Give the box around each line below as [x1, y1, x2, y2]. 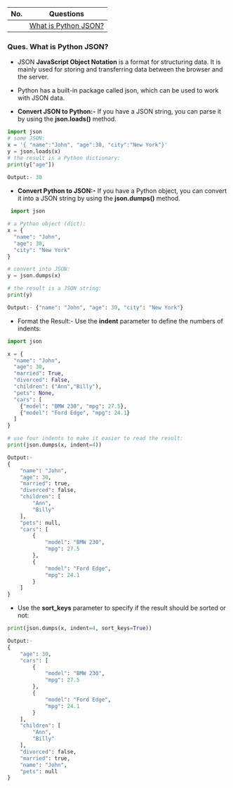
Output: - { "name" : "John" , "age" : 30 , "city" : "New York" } [7, 304, 184, 311]
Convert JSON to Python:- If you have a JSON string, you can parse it [17, 107, 222, 116]
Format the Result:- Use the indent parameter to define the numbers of [17, 316, 223, 325]
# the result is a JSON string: [7, 285, 102, 292]
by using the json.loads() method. [17, 115, 117, 123]
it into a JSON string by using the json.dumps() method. [17, 194, 180, 203]
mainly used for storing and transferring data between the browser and [17, 65, 223, 74]
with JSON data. [17, 94, 65, 102]
